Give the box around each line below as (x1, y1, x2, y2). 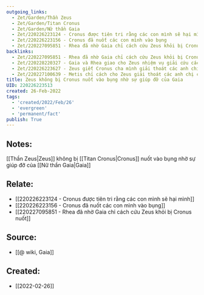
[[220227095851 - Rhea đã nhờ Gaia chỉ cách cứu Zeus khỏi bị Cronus (15, 208, 192, 215)
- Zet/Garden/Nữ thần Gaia (12, 26, 80, 32)
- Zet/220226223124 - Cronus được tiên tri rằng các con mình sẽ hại (12, 32, 191, 38)
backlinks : (6, 49, 34, 55)
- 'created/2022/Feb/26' (12, 99, 75, 105)
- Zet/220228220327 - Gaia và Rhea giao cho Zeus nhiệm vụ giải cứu (12, 60, 189, 66)
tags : (6, 94, 20, 100)
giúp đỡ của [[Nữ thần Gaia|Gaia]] (6, 162, 91, 169)
